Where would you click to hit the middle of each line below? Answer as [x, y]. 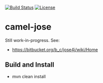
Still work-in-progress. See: [32, 40]
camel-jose [28, 27]
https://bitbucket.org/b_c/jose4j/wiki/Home [55, 49]
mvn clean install [29, 76]
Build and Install [30, 65]
